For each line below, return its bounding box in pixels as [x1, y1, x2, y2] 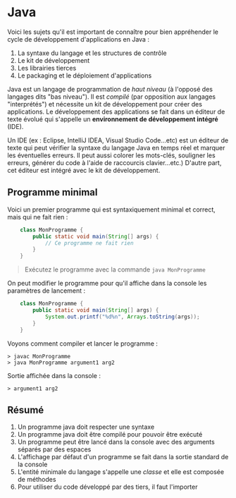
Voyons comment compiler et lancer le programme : [7, 339, 159, 348]
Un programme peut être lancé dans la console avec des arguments [17, 438, 215, 447]
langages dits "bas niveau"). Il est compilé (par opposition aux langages [7, 92, 216, 101]
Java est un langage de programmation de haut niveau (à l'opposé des [7, 85, 213, 93]
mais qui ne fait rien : [7, 212, 68, 221]
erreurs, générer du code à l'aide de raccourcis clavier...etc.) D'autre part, [7, 158, 222, 166]
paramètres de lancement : [7, 286, 86, 295]
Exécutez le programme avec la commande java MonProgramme [24, 265, 206, 274]
